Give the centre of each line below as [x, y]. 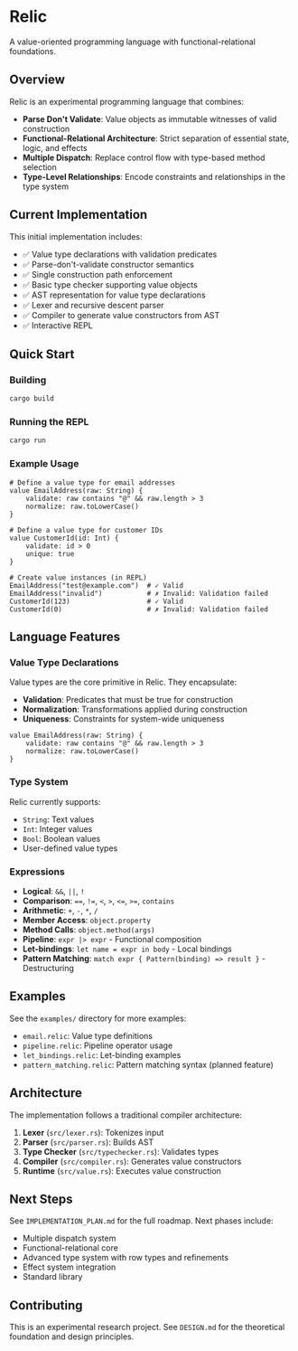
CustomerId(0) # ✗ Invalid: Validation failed [139, 609]
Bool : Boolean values [61, 838]
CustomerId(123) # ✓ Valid [96, 601]
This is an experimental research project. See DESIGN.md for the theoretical [147, 1327]
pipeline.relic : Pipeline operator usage [98, 1045]
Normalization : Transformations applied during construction [135, 709]
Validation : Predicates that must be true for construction [128, 700]
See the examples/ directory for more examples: [98, 1018]
